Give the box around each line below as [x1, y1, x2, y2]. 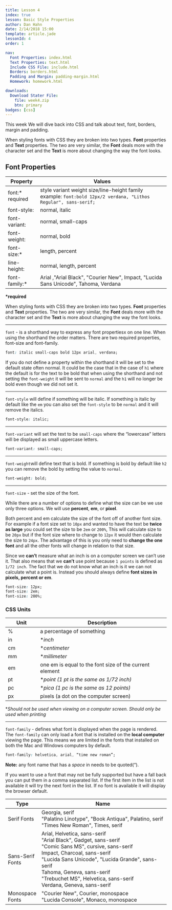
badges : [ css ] [5, 107, 36, 113]
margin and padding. [5, 127, 49, 133]
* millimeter [40, 653, 68, 660]
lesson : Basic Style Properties [5, 17, 74, 22]
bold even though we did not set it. [5, 381, 79, 387]
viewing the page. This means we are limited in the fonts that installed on [5, 737, 159, 743]
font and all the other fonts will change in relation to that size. [5, 543, 135, 549]
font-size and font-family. [5, 340, 59, 346]
